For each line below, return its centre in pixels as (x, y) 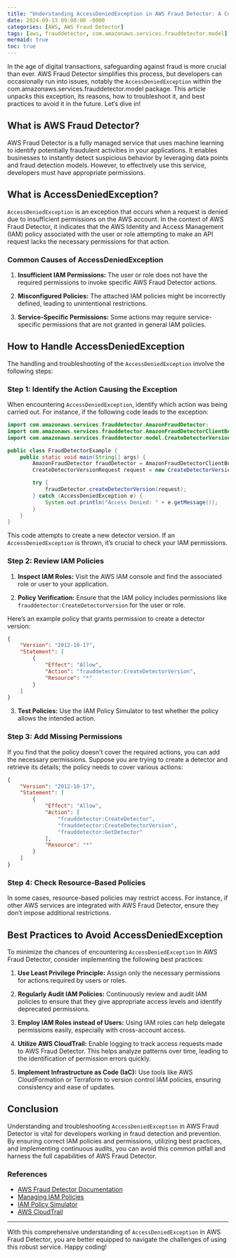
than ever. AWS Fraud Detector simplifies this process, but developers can (115, 74)
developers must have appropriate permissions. (76, 172)
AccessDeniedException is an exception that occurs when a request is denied (118, 211)
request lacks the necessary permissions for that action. (89, 241)
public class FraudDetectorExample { (63, 450)
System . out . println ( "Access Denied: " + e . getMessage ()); (131, 502)
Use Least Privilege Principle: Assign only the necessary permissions (119, 973)
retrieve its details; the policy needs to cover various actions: (95, 767)
